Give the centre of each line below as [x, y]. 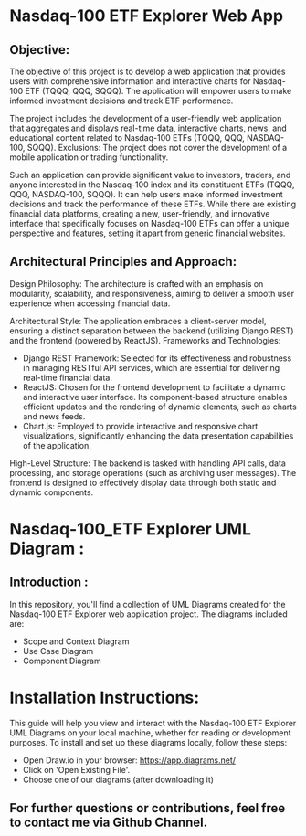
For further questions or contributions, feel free [148, 808]
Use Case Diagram [58, 651]
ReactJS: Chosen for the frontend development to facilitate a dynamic [154, 387]
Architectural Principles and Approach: [123, 262]
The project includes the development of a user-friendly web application [146, 118]
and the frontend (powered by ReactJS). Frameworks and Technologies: [145, 340]
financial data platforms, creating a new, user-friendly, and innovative [140, 214]
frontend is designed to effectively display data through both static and [143, 482]
